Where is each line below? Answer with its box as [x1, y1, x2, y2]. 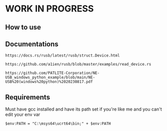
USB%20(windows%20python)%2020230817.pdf [5, 79, 93, 84]
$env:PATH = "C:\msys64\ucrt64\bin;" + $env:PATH [5, 121, 111, 126]
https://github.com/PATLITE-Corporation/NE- [5, 70, 100, 75]
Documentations [5, 39, 59, 48]
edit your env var [5, 111, 41, 117]
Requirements [5, 93, 50, 101]
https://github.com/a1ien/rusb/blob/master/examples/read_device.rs [5, 62, 151, 67]
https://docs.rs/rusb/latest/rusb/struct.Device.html [5, 53, 120, 58]
